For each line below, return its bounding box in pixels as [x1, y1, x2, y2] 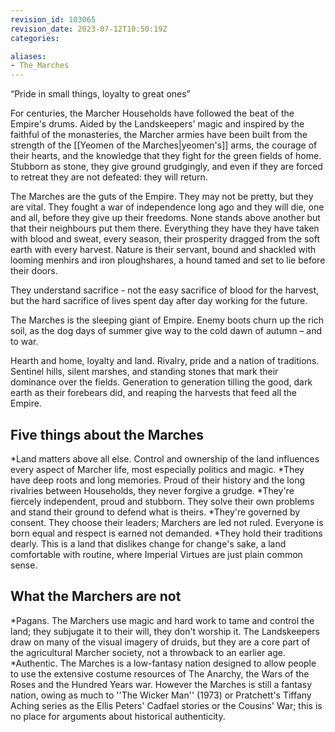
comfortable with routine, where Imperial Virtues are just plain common [10, 548, 303, 560]
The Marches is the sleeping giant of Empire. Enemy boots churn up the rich [10, 314, 325, 326]
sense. [10, 559, 38, 571]
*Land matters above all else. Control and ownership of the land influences [10, 452, 320, 465]
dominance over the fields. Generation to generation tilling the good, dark [10, 376, 313, 388]
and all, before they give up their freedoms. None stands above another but [10, 212, 321, 224]
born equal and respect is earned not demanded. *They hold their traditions [10, 527, 323, 539]
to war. [10, 336, 39, 348]
